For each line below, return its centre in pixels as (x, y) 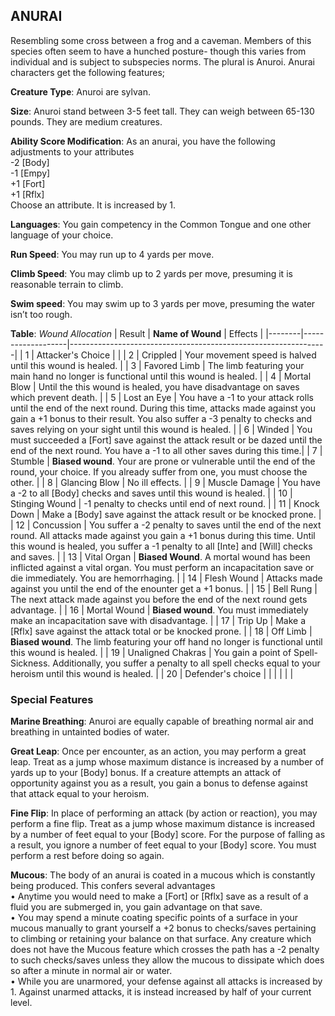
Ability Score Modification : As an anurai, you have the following (143, 141)
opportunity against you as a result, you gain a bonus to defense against (159, 783)
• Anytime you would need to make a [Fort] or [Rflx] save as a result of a (159, 896)
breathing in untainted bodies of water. (90, 732)
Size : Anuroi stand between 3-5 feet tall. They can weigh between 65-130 (162, 111)
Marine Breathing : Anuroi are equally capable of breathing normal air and (162, 721)
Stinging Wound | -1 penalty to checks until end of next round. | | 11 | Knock (165, 503)
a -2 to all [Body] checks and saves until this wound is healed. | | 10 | (151, 493)
